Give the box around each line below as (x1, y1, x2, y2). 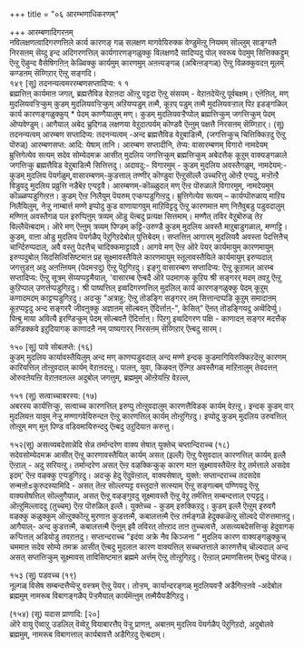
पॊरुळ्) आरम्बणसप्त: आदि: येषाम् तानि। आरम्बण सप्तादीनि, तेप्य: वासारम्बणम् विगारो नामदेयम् (9, 139, 269, 150)
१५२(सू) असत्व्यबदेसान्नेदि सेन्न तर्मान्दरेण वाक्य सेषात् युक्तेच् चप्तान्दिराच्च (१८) (9, 439, 230, 450)
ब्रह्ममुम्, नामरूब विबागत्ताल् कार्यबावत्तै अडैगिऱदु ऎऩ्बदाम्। (9, 629, 166, 640)
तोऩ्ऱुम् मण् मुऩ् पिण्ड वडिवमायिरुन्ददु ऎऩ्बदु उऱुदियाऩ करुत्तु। (9, 421, 175, 432)
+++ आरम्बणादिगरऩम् (9, 27, 74, 37)
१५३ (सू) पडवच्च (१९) (9, 570, 77, 581)
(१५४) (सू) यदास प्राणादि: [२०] (9, 609, 101, 619)
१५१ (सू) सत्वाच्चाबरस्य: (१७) (9, 391, 98, 401)
